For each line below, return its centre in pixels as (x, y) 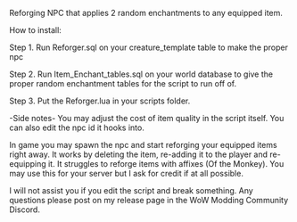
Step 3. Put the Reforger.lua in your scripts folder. (100, 101)
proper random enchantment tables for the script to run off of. (123, 83)
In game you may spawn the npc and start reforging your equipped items (144, 145)
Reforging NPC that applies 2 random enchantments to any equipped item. (146, 13)
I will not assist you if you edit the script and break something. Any (132, 190)
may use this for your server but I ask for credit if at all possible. (126, 173)
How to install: (36, 30)
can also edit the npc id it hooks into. (77, 127)
